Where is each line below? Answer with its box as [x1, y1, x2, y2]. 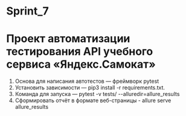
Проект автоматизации [6, 32, 130, 46]
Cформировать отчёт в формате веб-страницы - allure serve [14, 97, 172, 104]
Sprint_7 [6, 4, 50, 18]
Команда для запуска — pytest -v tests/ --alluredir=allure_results [14, 91, 180, 98]
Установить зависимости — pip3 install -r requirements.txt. [14, 84, 165, 91]
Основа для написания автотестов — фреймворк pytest [14, 77, 159, 85]
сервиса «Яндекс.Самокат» [6, 57, 156, 71]
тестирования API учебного [6, 45, 153, 59]
